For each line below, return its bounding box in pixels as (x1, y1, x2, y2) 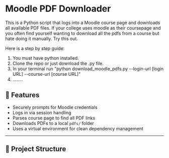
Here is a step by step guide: (5, 45, 65, 51)
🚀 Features (5, 91, 40, 99)
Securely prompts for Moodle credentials (12, 104, 98, 110)
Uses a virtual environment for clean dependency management (12, 125, 143, 131)
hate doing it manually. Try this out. (5, 36, 78, 42)
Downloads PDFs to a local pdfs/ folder (12, 120, 95, 126)
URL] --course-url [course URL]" (12, 71, 81, 77)
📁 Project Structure (5, 145, 66, 153)
